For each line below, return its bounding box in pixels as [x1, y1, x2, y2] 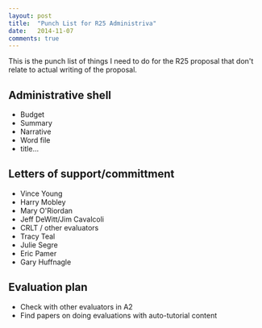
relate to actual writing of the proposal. [8, 65, 137, 75]
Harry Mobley [19, 197, 66, 206]
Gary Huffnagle [19, 257, 72, 267]
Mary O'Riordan [19, 206, 73, 215]
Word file [19, 135, 51, 145]
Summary [19, 118, 52, 128]
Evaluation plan [8, 280, 88, 294]
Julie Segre [19, 239, 58, 250]
